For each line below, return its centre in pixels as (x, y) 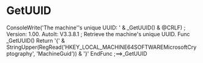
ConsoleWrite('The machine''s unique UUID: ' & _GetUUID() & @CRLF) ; (96, 28)
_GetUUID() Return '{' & (36, 40)
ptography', (21, 53)
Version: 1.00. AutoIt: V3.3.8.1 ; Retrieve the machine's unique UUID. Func (98, 34)
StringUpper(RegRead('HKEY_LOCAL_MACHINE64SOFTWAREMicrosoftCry (102, 47)
